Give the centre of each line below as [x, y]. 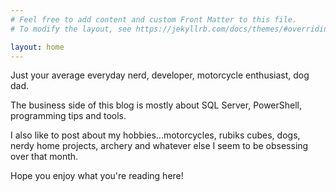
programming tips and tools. [68, 116]
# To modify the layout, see [71, 29]
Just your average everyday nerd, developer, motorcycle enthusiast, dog [160, 75]
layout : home [37, 47]
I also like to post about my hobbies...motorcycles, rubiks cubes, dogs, [155, 135]
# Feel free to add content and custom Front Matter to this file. [154, 19]
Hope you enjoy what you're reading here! [97, 176]
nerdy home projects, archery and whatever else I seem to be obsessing [159, 146]
